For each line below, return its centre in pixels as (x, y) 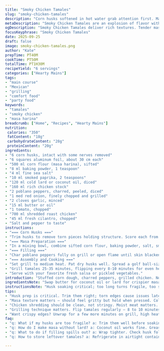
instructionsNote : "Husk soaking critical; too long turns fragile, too (81, 287)
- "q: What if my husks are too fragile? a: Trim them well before (75, 323)
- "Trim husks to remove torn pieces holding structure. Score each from (82, 237)
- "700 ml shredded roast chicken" (41, 214)
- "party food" (20, 101)
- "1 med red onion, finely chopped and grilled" (57, 196)
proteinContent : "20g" (30, 146)
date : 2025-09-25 (23, 37)
